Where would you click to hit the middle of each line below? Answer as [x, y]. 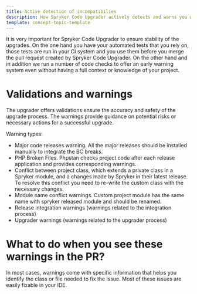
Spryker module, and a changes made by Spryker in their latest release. [101, 177]
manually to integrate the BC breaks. [59, 152]
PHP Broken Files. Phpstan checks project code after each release [95, 158]
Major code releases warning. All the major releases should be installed [101, 146]
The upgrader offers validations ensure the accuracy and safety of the [91, 110]
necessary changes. [39, 189]
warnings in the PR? [55, 256]
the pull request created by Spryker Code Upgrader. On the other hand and [97, 58]
